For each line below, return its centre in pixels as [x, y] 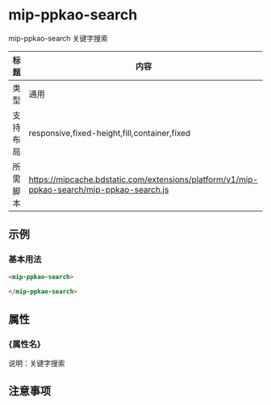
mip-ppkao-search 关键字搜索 [58, 38]
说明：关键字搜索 [37, 363]
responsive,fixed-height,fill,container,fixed [110, 133]
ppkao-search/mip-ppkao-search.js [99, 189]
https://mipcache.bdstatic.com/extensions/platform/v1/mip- [144, 179]
